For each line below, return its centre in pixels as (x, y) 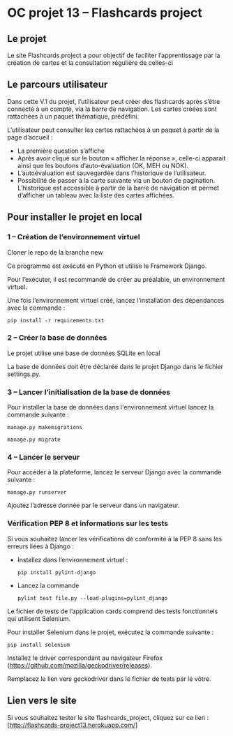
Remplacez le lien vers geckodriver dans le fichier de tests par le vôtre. (109, 679)
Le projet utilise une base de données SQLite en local (84, 353)
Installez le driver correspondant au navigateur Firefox (85, 658)
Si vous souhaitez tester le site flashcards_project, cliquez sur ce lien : (108, 717)
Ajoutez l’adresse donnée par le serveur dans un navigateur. (93, 505)
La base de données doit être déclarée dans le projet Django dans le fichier (115, 366)
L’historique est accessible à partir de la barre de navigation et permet (118, 188)
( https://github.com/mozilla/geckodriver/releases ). (80, 665)
